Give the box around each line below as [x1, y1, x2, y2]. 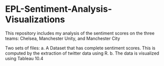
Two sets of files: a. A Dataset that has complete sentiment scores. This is [5, 45, 156, 51]
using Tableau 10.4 [5, 55, 43, 61]
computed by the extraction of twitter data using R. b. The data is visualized [5, 50, 160, 56]
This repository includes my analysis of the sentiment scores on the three [5, 30, 155, 36]
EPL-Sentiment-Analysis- [5, 3, 112, 15]
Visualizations [5, 14, 65, 25]
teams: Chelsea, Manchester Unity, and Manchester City [5, 35, 120, 41]
